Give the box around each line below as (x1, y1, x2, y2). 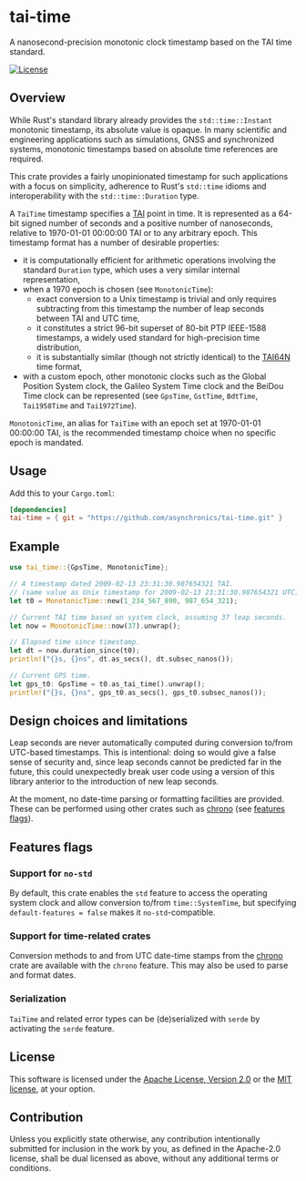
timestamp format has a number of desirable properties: (9, 237, 220, 248)
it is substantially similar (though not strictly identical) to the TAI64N (36, 351, 291, 362)
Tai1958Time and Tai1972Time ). (22, 399, 138, 411)
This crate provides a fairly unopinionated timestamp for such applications (9, 170, 289, 181)
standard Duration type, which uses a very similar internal (22, 264, 240, 275)
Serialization (9, 992, 66, 1005)
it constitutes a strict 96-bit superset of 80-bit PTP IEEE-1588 (36, 322, 267, 334)
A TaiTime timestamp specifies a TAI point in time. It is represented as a (9, 208, 277, 219)
